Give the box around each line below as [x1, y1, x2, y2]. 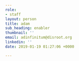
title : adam [5, 21, 30, 26]
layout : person [5, 16, 37, 21]
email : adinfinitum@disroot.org [5, 35, 72, 40]
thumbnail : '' [5, 30, 35, 35]
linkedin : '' [5, 40, 32, 45]
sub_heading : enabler [5, 26, 50, 31]
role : [5, 7, 16, 12]
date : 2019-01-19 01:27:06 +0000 [5, 44, 75, 49]
